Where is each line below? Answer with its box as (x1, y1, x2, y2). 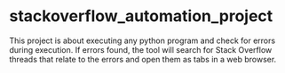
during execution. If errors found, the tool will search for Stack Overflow (9, 44, 273, 55)
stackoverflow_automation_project (9, 6, 273, 26)
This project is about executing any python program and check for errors (9, 35, 276, 46)
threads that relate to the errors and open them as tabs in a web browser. (9, 54, 277, 64)
